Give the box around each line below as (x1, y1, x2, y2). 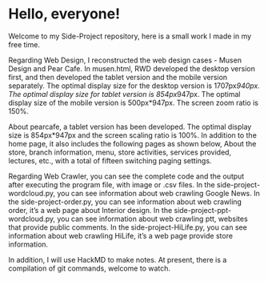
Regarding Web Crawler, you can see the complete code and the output (8, 171, 245, 181)
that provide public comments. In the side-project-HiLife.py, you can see (8, 222, 248, 232)
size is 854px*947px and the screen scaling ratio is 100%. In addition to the (8, 130, 258, 140)
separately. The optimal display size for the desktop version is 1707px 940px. (8, 81, 260, 90)
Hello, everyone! (8, 5, 121, 23)
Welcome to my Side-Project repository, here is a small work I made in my (8, 31, 252, 41)
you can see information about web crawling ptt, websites (57, 214, 248, 223)
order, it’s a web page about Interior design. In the (8, 205, 173, 215)
